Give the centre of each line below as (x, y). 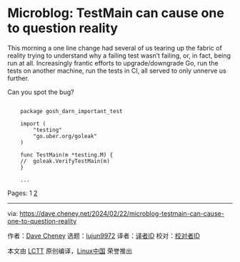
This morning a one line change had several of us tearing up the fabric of (115, 48)
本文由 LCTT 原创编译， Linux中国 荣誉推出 (70, 251)
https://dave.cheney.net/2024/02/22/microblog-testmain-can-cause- (122, 213)
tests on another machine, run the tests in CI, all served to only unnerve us (117, 70)
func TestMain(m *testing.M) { (67, 154)
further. (19, 78)
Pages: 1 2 (22, 193)
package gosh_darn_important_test (71, 111)
